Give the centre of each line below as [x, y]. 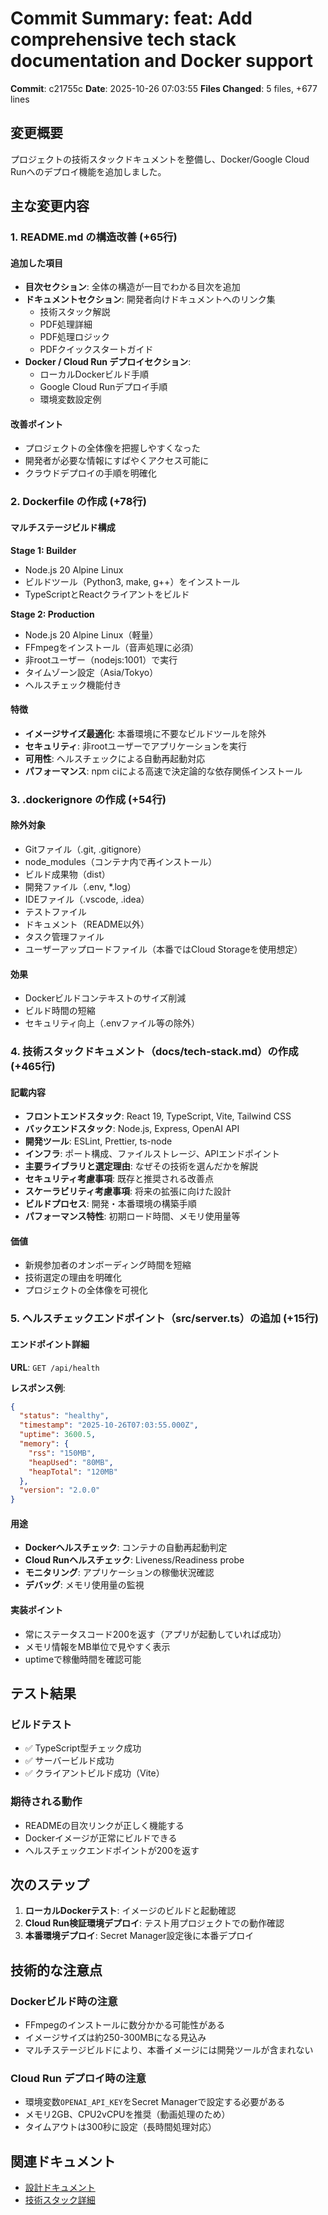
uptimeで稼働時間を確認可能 [83, 1659]
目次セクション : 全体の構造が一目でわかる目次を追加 [132, 287]
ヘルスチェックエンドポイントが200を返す [112, 1850]
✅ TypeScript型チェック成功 [83, 1748]
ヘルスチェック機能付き [73, 684]
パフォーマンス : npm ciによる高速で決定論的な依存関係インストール [163, 771]
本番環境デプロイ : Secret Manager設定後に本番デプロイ [139, 1936]
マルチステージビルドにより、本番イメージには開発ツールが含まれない [169, 2050]
